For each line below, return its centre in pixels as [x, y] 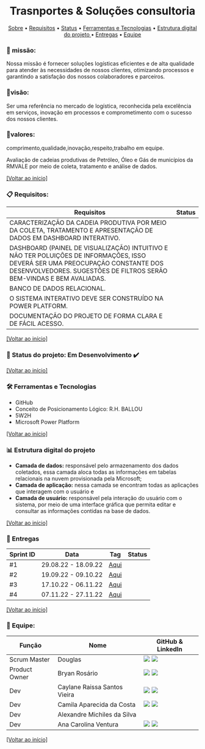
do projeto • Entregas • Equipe [103, 34]
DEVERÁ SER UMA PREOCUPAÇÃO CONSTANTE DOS [87, 264]
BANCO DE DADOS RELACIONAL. [57, 289]
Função [30, 645]
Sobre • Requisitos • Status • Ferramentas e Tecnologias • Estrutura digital [103, 28]
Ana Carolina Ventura [88, 724]
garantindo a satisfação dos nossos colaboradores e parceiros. [86, 76]
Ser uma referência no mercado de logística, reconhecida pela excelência [99, 106]
